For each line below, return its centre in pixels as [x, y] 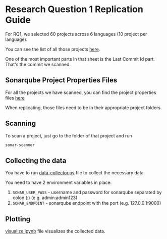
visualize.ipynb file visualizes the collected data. [55, 231]
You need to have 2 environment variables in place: [59, 182]
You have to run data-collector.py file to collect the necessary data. [75, 173]
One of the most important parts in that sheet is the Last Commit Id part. [80, 59]
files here [15, 98]
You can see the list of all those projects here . [53, 49]
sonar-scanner [20, 145]
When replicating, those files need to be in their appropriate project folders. [84, 108]
